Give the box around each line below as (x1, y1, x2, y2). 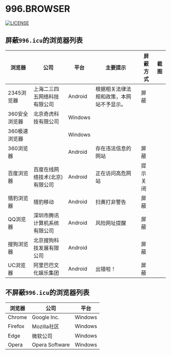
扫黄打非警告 (95, 198, 126, 205)
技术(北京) (38, 173, 64, 180)
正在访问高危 (95, 170, 126, 177)
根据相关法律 (95, 85, 126, 92)
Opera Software (32, 341, 70, 348)
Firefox (8, 322, 24, 329)
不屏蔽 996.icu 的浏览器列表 (5, 288, 90, 297)
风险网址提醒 (95, 219, 126, 226)
